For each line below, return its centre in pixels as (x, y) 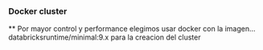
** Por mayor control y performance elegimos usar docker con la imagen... (132, 29)
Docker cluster (38, 11)
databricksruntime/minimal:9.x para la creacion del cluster (105, 37)
